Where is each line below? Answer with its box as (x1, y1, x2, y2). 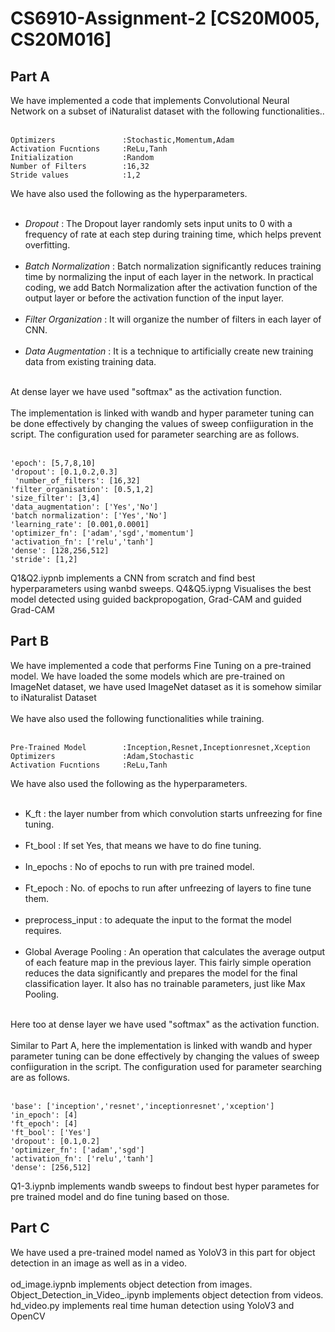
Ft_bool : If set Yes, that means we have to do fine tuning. (24, 839, 262, 851)
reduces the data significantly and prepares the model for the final (24, 967, 298, 979)
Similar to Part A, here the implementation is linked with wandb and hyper (10, 1039, 313, 1051)
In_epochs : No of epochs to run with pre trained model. (24, 860, 255, 872)
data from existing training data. (24, 356, 157, 367)
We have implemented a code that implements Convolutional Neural (10, 95, 290, 106)
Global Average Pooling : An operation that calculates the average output (24, 945, 326, 957)
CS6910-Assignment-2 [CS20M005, (10, 7, 320, 30)
